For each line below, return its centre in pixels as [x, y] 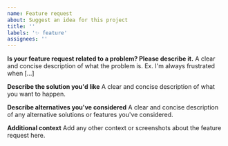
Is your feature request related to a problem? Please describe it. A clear [111, 59]
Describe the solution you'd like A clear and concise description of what [111, 87]
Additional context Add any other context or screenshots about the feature [114, 128]
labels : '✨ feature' [37, 33]
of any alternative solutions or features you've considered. [91, 115]
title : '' [21, 26]
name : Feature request [40, 13]
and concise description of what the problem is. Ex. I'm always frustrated [111, 66]
